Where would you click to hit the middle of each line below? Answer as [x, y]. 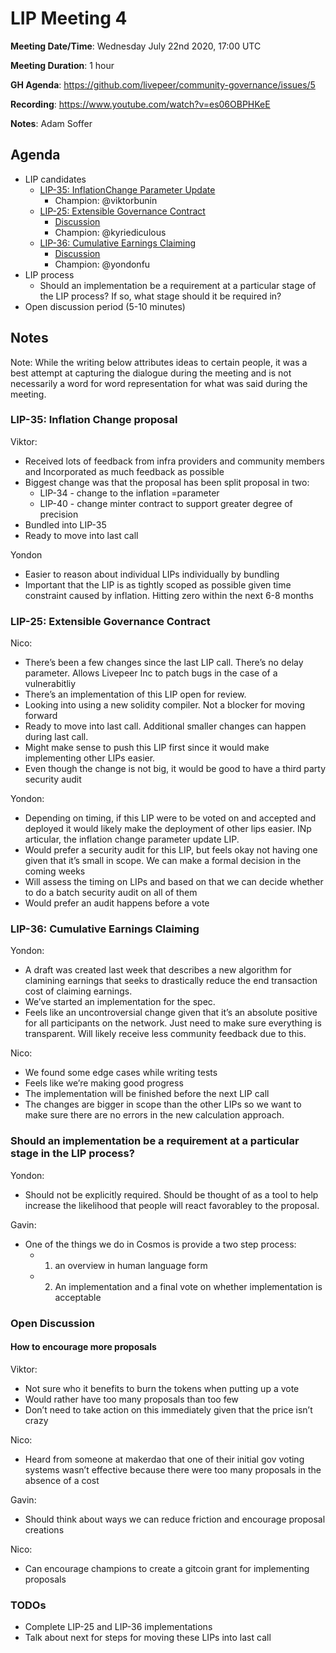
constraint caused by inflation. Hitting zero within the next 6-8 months [169, 595]
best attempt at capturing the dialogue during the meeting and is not [151, 373]
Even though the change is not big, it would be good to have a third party [175, 769]
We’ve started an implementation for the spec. [120, 1002]
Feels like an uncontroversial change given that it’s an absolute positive [171, 1013]
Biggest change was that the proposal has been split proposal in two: [167, 482]
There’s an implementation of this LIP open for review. [135, 694]
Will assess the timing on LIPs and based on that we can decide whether [174, 882]
